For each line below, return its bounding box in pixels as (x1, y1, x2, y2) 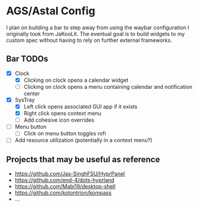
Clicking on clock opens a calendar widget (23, 76, 129, 84)
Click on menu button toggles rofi (23, 130, 106, 137)
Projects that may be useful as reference (6, 154, 160, 165)
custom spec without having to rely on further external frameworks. (6, 36, 172, 44)
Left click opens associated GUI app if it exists (23, 103, 138, 110)
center (23, 89, 40, 97)
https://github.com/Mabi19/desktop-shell (14, 183, 116, 190)
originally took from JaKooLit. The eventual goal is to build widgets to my (6, 30, 185, 37)
